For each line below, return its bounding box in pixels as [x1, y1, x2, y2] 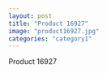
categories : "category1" [8, 34, 92, 43]
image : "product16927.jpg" [8, 27, 100, 35]
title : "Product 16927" [8, 19, 89, 28]
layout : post [8, 11, 53, 20]
